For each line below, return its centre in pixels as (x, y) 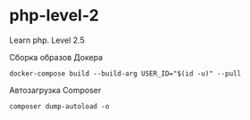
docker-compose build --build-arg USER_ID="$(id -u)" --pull (125, 73)
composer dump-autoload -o (59, 106)
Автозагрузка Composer (55, 90)
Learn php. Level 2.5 (47, 40)
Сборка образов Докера (56, 57)
